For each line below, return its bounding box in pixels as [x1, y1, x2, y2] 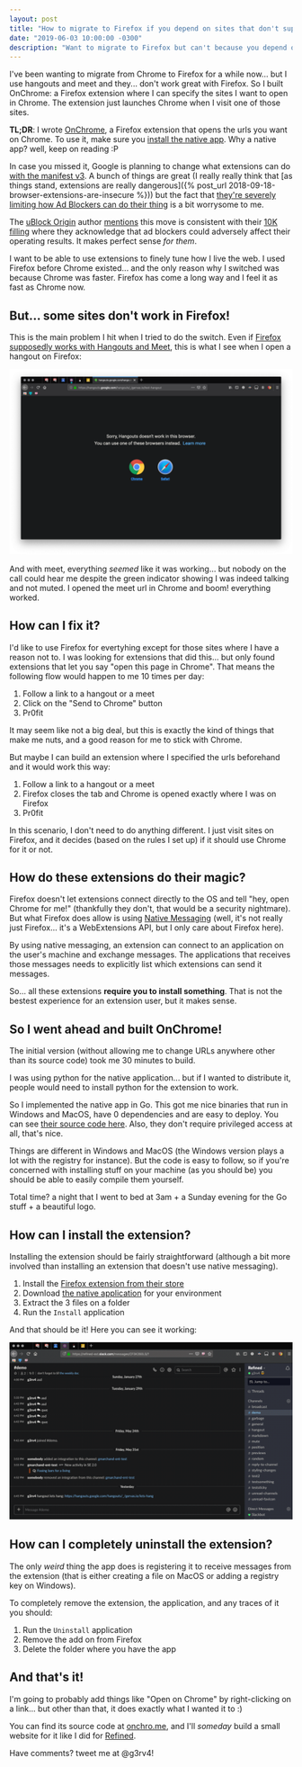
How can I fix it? [9, 618, 101, 633]
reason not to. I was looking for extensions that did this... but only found [9, 651, 276, 662]
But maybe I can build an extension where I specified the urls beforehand [9, 751, 280, 762]
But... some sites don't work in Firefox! [9, 308, 231, 323]
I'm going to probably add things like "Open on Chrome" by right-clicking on [9, 1693, 292, 1704]
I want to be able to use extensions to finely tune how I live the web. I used [9, 253, 286, 265]
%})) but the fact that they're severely [136, 190, 277, 201]
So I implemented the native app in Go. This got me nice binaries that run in [9, 1099, 289, 1110]
